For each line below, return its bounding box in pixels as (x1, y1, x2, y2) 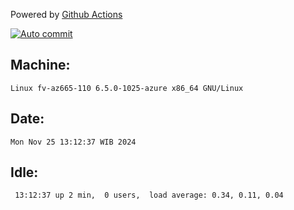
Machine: (10, 57, 71, 74)
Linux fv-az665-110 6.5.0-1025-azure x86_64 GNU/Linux (10, 83, 244, 93)
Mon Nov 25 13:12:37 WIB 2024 (10, 137, 137, 147)
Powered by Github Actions (10, 9, 123, 20)
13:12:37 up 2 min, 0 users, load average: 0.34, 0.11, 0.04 (14, 190, 284, 201)
